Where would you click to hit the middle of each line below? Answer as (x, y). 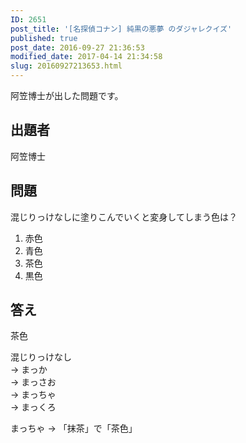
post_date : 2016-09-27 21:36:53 (77, 47)
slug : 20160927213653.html (66, 66)
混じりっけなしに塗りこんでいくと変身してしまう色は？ (124, 217)
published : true (44, 38)
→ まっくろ (33, 407)
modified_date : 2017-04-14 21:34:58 (86, 57)
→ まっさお (33, 382)
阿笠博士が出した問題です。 (67, 95)
